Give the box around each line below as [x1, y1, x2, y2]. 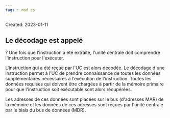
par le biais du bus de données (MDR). [5, 107, 86, 113]
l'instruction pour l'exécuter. [5, 55, 64, 61]
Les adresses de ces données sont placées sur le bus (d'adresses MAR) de [5, 96, 164, 102]
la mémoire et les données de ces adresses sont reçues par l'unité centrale [5, 102, 163, 108]
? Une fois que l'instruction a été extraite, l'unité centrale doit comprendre [5, 49, 161, 56]
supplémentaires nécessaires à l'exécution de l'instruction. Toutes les [5, 76, 152, 82]
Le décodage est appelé [5, 36, 83, 45]
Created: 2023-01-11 [5, 21, 48, 27]
